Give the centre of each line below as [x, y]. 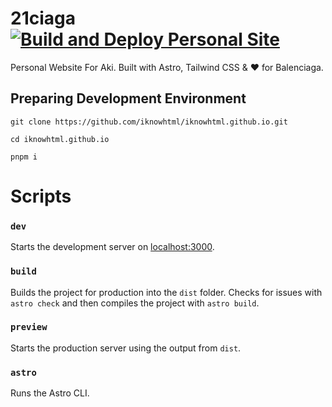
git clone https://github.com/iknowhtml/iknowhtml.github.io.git [149, 122]
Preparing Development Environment [128, 98]
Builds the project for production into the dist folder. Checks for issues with [166, 292]
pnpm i [24, 157]
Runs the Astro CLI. [50, 393]
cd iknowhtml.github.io [60, 139]
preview [29, 327]
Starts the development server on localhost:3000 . [112, 247]
